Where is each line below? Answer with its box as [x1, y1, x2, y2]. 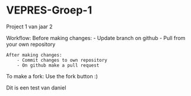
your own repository [6, 41, 56, 48]
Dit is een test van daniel [6, 84, 66, 91]
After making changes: [6, 52, 62, 58]
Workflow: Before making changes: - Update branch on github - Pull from [6, 34, 186, 41]
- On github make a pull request [17, 62, 100, 68]
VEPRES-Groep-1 [6, 4, 93, 17]
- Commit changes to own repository [17, 57, 108, 63]
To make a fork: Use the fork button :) [6, 72, 98, 80]
